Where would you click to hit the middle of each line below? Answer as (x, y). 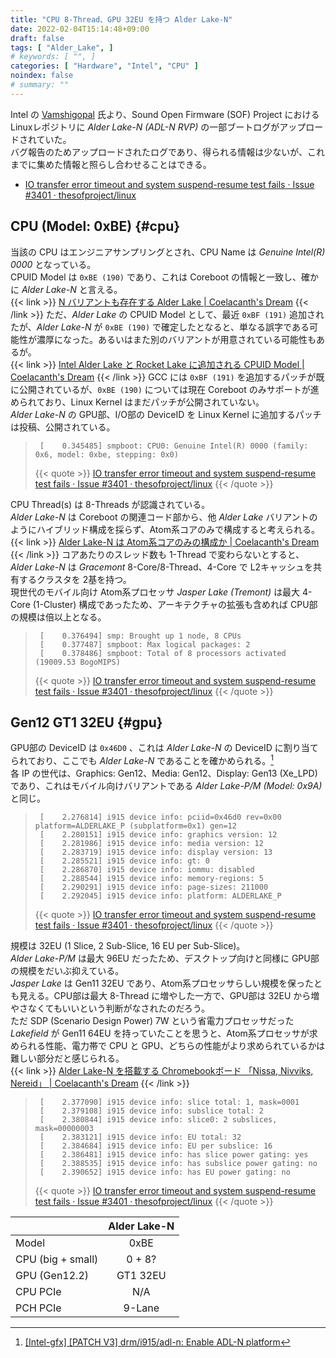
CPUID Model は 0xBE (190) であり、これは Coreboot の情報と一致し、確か (164, 277)
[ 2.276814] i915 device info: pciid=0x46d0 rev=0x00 (160, 817)
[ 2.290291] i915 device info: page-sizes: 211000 (154, 887)
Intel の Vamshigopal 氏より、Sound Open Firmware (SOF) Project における (165, 114)
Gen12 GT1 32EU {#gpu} (86, 722)
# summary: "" (40, 85)
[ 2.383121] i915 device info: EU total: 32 (140, 1137)
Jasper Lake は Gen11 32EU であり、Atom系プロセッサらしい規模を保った (162, 983)
